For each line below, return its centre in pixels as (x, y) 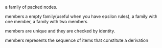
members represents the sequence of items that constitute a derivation (77, 40)
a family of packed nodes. (31, 7)
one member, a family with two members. (47, 22)
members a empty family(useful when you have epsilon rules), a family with (81, 16)
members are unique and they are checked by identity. (60, 31)
